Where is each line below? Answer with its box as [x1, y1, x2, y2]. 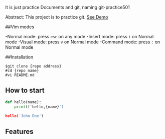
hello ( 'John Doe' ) [5, 113, 44, 118]
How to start [5, 86, 45, 95]
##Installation [5, 54, 34, 60]
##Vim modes [5, 24, 34, 30]
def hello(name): [5, 99, 42, 105]
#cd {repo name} [5, 68, 39, 73]
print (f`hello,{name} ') [14, 104, 64, 109]
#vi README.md [5, 73, 35, 78]
